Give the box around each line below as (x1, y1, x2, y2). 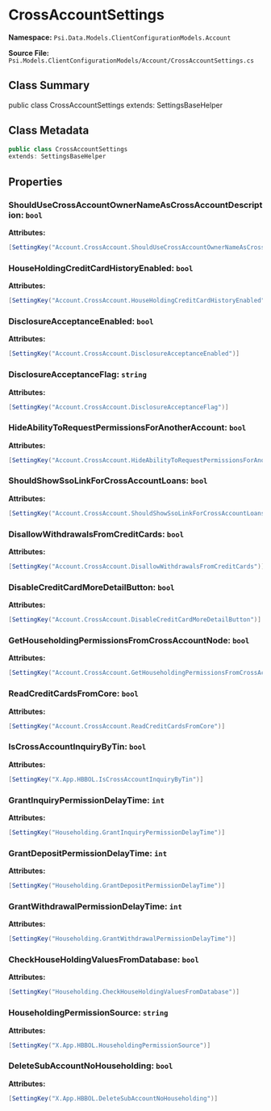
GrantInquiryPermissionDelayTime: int (8, 795, 165, 806)
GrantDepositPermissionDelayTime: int (8, 847, 168, 859)
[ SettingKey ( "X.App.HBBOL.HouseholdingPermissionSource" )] (8, 1041, 211, 1050)
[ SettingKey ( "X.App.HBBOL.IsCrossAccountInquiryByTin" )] (8, 775, 204, 783)
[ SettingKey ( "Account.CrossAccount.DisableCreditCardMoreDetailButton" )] (8, 616, 262, 624)
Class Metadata (8, 124, 90, 138)
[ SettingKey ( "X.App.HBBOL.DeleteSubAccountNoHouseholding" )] (8, 1094, 219, 1102)
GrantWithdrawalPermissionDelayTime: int (8, 901, 183, 912)
